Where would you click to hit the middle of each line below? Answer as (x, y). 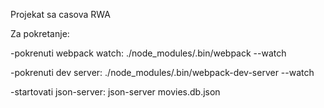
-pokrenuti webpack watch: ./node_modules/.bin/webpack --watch (148, 53)
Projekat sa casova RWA (60, 14)
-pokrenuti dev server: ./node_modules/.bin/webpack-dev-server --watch (162, 72)
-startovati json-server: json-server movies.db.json (115, 92)
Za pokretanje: (40, 33)
